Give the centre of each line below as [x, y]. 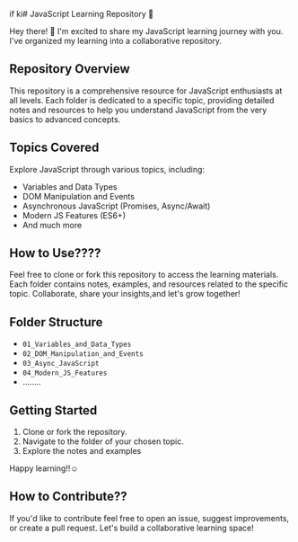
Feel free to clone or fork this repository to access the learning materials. [144, 275]
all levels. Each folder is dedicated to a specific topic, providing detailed [142, 100]
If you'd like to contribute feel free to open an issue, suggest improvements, [149, 518]
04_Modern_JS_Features [65, 373]
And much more [52, 225]
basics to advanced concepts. [65, 119]
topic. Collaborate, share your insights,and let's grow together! [125, 294]
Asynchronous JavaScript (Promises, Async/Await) [116, 206]
